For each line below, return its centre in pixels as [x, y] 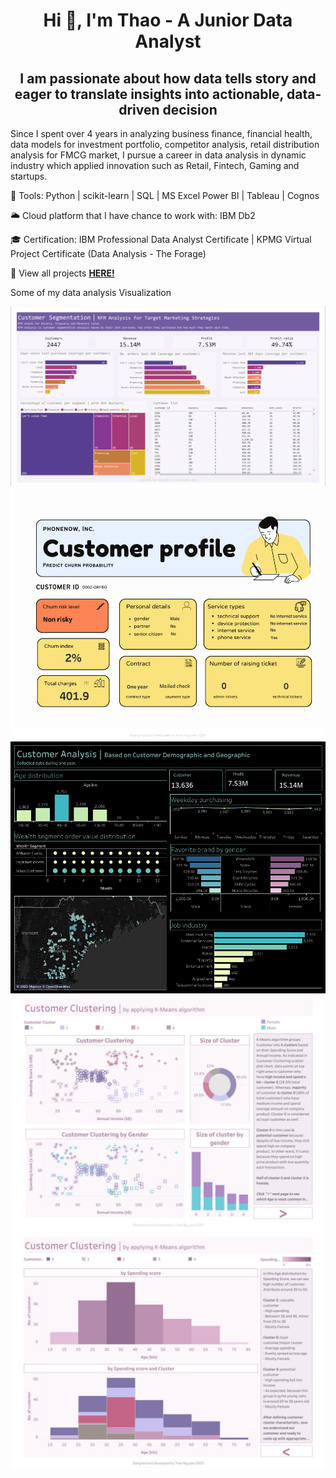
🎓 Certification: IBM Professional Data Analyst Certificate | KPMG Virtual [161, 239]
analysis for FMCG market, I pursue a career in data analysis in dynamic [158, 155]
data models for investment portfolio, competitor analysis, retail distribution [165, 144]
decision [190, 109]
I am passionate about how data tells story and [168, 78]
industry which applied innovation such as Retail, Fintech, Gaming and [155, 165]
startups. [29, 176]
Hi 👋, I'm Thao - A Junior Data [168, 20]
